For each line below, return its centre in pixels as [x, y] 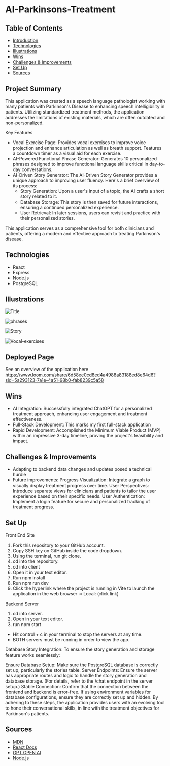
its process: [25, 186]
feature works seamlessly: [33, 655]
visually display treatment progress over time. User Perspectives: [81, 485]
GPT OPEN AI [27, 752]
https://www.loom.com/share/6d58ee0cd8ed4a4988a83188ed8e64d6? [81, 375]
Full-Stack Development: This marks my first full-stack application [82, 425]
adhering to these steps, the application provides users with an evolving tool [85, 702]
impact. [21, 441]
